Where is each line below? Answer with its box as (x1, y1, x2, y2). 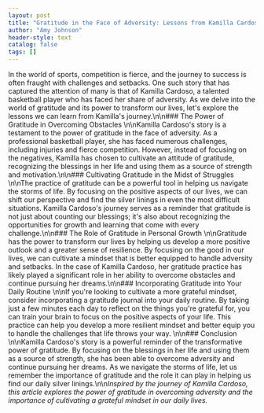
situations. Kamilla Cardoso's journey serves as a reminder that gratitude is (8, 204, 251, 212)
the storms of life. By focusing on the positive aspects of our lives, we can (8, 186, 248, 196)
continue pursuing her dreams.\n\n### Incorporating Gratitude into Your (8, 278, 242, 288)
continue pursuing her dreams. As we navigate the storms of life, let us (8, 363, 237, 371)
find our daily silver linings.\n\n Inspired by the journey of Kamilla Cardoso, (8, 379, 249, 388)
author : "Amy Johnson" (8, 26, 82, 34)
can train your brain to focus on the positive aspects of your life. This (8, 312, 232, 321)
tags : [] (8, 48, 37, 56)
